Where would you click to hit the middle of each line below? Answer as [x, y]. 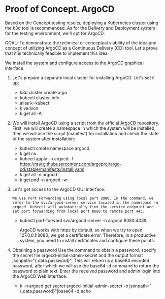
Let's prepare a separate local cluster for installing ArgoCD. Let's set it [83, 77]
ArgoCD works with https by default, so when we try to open [81, 230]
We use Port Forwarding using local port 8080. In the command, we [83, 198]
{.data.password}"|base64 [47, 291]
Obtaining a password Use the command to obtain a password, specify [84, 250]
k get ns [28, 153]
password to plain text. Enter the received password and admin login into [86, 271]
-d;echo [83, 291]
